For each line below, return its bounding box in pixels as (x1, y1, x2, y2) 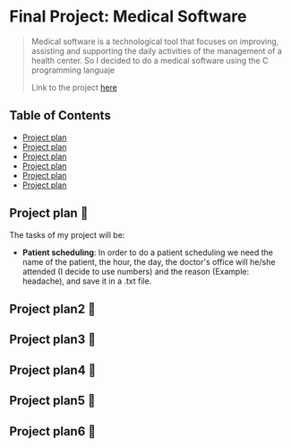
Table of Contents (9, 108, 112, 123)
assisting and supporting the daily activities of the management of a (30, 45, 282, 56)
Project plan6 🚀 (9, 424, 97, 439)
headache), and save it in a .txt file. (21, 276, 152, 286)
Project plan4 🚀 (9, 362, 97, 378)
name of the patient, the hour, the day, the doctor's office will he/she (21, 256, 276, 267)
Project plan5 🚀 (9, 393, 96, 408)
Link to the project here (30, 82, 118, 92)
